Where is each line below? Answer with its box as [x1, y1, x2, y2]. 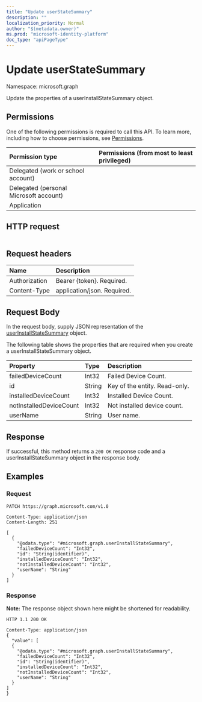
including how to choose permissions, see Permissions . [6, 134, 144, 142]
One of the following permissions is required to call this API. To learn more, [6, 128, 192, 135]
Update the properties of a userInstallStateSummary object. [6, 94, 155, 101]
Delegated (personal [9, 183, 67, 192]
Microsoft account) [9, 191, 64, 200]
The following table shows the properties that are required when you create [6, 341, 194, 349]
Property [9, 362, 35, 370]
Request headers [6, 248, 72, 259]
